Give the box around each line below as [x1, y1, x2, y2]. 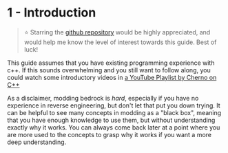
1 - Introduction [7, 5, 96, 21]
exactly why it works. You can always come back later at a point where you [7, 123, 220, 132]
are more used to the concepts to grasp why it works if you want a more [7, 130, 212, 139]
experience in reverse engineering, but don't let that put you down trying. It [7, 101, 220, 110]
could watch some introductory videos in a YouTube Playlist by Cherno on [7, 73, 217, 81]
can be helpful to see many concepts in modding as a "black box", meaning [7, 108, 222, 116]
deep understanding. [7, 138, 67, 146]
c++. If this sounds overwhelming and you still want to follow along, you [7, 65, 211, 74]
